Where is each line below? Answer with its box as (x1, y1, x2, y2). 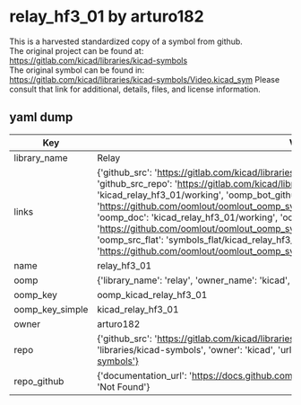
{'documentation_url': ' (97, 369, 193, 382)
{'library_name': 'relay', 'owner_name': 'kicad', (97, 274, 291, 286)
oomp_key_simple (13, 303, 89, 315)
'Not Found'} (97, 380, 150, 392)
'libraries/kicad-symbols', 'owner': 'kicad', (97, 343, 276, 356)
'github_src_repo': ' (97, 177, 177, 189)
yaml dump (9, 110, 73, 125)
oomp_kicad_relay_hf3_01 (97, 288, 208, 301)
